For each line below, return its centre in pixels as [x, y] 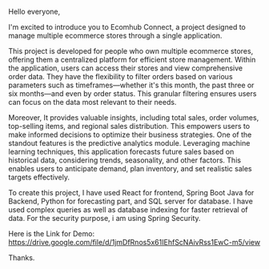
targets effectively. [39, 177]
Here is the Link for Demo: [51, 234]
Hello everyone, [34, 12]
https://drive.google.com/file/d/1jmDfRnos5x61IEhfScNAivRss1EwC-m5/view [134, 242]
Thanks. [22, 258]
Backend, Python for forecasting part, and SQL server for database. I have [131, 201]
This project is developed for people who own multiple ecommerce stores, [131, 51]
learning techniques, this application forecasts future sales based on [121, 152]
